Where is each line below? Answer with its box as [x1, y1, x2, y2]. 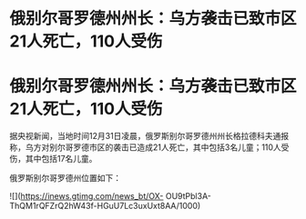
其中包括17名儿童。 [25, 154, 97, 164]
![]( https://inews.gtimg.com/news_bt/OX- [9, 191, 164, 202]
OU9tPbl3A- [165, 191, 212, 202]
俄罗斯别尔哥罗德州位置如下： [9, 173, 121, 184]
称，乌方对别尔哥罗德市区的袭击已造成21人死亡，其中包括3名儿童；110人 [9, 142, 282, 153]
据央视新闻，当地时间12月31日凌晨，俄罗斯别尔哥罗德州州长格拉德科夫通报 [9, 131, 290, 142]
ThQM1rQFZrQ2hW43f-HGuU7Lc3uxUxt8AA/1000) [9, 201, 201, 212]
